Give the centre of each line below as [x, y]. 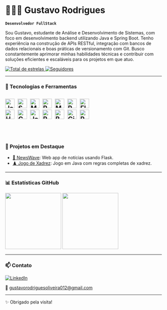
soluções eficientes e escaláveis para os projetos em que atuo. [70, 59]
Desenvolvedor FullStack [31, 23]
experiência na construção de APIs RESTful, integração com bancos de [78, 43]
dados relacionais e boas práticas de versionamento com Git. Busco [75, 48]
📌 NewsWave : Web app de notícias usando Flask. [63, 157]
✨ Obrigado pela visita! [29, 302]
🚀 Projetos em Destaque [35, 147]
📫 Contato [19, 265]
